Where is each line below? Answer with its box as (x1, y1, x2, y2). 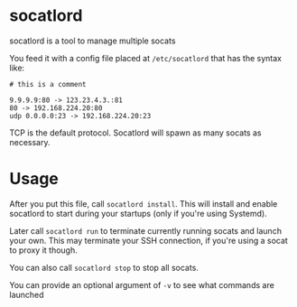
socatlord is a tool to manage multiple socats (9, 35, 176, 46)
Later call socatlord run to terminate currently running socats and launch (9, 225, 283, 236)
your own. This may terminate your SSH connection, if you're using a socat (9, 235, 289, 246)
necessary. (9, 136, 51, 147)
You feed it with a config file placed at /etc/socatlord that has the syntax (9, 52, 283, 63)
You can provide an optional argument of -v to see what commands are (9, 279, 275, 290)
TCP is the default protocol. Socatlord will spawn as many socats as (9, 127, 262, 138)
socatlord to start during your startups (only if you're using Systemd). (9, 208, 268, 219)
